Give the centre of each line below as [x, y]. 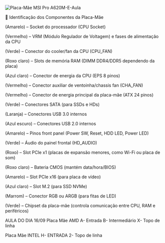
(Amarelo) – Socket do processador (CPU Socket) [55, 27]
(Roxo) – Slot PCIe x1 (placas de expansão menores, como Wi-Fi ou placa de [83, 152]
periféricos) [17, 211]
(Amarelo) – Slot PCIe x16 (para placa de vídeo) [53, 177]
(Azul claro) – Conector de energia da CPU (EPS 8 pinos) [63, 76]
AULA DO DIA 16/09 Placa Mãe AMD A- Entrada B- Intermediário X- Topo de [82, 220]
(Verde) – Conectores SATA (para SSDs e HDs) [52, 104]
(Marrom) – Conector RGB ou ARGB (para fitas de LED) [61, 196]
